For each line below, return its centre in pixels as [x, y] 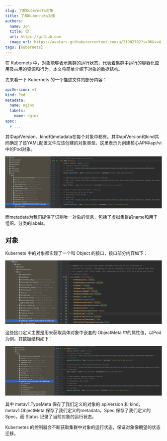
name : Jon [20, 26]
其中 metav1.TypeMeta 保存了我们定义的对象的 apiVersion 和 [67, 404]
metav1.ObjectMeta [25, 410]
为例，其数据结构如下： [29, 338]
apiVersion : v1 [21, 90]
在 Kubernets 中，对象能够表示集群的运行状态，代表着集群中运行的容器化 [80, 63]
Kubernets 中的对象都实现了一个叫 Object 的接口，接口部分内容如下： [77, 253]
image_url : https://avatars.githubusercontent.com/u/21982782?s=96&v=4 [85, 42]
